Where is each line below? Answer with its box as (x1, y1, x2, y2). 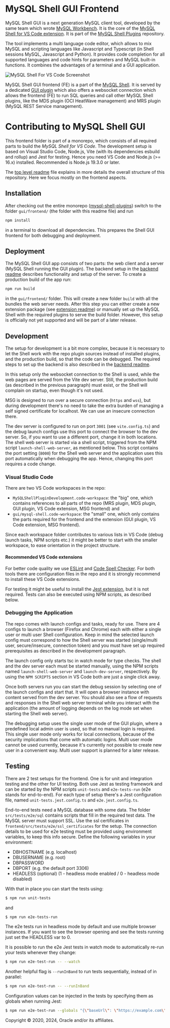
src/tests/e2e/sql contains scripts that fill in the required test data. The (5, 812, 155, 818)
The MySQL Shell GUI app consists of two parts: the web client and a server (5, 261, 164, 267)
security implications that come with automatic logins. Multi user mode (5, 736, 153, 743)
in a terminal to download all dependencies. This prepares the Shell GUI (5, 227, 154, 233)
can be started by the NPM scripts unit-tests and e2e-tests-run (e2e (5, 786, 151, 792)
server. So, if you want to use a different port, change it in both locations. (5, 434, 158, 440)
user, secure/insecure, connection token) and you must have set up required (5, 642, 165, 648)
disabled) (12, 875, 32, 882)
